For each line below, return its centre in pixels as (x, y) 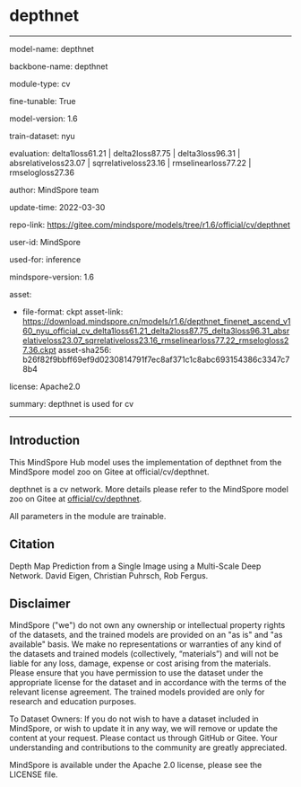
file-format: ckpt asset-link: (73, 312)
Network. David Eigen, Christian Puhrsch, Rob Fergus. (109, 575)
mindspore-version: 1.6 (52, 277)
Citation (32, 544)
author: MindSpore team (54, 190)
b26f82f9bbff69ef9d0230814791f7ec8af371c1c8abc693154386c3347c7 (156, 359)
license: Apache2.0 (45, 386)
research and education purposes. (73, 702)
